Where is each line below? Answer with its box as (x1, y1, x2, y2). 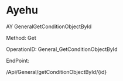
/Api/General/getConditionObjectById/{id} (6, 68, 107, 75)
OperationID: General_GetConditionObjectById (6, 45, 118, 53)
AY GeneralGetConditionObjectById (6, 23, 92, 30)
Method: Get (6, 34, 36, 41)
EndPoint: (6, 57, 29, 64)
